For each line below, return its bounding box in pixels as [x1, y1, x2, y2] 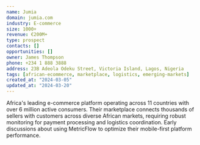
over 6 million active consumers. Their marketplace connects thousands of [6, 106, 195, 113]
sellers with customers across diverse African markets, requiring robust [6, 112, 186, 119]
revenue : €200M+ [6, 32, 48, 38]
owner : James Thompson [6, 54, 64, 60]
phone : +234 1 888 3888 [6, 60, 67, 66]
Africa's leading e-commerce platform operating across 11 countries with [6, 99, 190, 107]
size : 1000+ [6, 26, 37, 32]
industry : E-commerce [6, 20, 62, 26]
